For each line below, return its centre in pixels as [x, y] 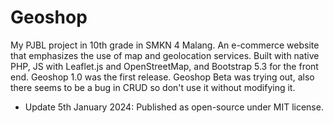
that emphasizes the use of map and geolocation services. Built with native [165, 55]
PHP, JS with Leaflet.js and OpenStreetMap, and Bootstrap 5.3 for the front [164, 66]
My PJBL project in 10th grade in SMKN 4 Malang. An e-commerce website [165, 45]
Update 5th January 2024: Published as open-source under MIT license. [174, 107]
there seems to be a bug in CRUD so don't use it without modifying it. [153, 87]
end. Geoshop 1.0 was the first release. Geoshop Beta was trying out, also [162, 77]
